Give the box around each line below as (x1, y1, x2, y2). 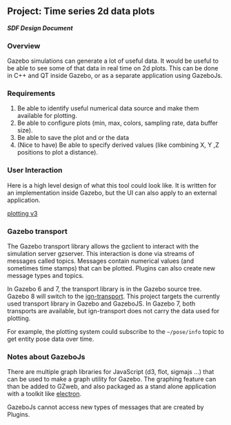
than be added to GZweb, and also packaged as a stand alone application (7, 382, 217, 391)
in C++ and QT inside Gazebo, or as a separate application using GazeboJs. (7, 72, 223, 80)
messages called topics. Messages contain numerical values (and (7, 257, 194, 265)
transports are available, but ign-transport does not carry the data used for (7, 307, 220, 315)
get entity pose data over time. (7, 335, 94, 343)
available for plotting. (17, 112, 77, 120)
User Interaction (7, 166, 63, 175)
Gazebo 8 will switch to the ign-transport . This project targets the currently (7, 293, 221, 300)
